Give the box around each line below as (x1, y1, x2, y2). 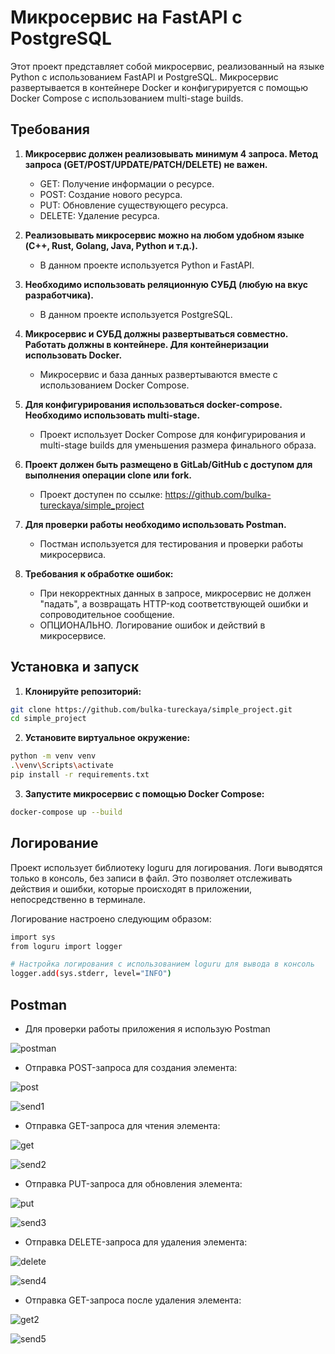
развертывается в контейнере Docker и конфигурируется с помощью (10, 81, 308, 93)
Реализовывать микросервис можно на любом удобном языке (24, 229, 305, 241)
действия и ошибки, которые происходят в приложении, (10, 882, 253, 895)
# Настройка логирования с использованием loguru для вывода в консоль (10, 959, 315, 970)
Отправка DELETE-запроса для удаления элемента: (24, 1236, 248, 1248)
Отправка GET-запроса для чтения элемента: (24, 1119, 221, 1131)
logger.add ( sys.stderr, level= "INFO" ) (10, 969, 172, 979)
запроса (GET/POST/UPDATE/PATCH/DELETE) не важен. (24, 158, 268, 170)
